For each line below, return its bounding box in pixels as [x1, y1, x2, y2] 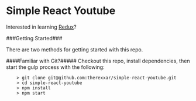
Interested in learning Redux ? [6, 23, 77, 30]
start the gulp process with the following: [6, 63, 105, 71]
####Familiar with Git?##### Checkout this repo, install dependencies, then [6, 57, 190, 64]
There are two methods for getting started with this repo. [6, 46, 143, 53]
